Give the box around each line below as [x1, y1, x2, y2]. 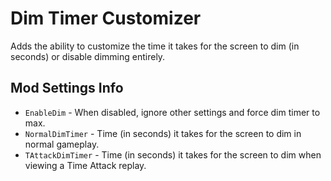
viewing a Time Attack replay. [24, 159, 147, 171]
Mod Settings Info [10, 80, 124, 97]
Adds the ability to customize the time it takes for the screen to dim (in [10, 40, 300, 52]
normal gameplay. [24, 138, 100, 150]
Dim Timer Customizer [10, 7, 202, 30]
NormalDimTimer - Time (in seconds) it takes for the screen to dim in [24, 127, 302, 139]
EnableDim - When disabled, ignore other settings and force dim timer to [24, 106, 321, 118]
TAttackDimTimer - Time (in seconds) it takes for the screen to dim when [24, 148, 322, 161]
